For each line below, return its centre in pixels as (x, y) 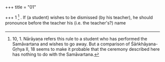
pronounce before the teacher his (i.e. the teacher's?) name (66, 23)
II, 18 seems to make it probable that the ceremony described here (93, 49)
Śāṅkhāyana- (144, 44)
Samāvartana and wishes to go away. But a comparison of (71, 44)
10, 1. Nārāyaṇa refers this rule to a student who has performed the (80, 39)
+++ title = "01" (21, 7)
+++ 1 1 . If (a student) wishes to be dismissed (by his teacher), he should (79, 17)
